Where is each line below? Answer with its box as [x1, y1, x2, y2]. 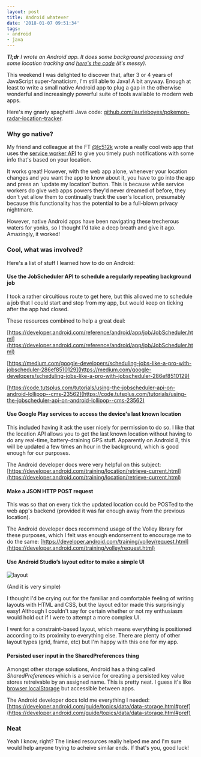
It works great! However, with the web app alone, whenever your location [7, 168, 188, 175]
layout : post [7, 8, 40, 15]
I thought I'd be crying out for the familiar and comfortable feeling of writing [7, 595, 194, 602]
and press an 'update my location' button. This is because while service [7, 181, 185, 188]
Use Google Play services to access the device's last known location [7, 410, 182, 418]
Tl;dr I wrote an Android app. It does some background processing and [7, 53, 184, 60]
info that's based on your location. [7, 156, 92, 163]
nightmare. [7, 206, 34, 213]
